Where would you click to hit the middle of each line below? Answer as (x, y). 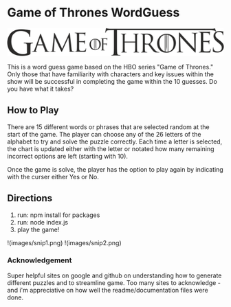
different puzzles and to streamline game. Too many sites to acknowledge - (114, 282)
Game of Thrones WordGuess (93, 13)
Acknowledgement (40, 260)
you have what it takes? (41, 89)
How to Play (33, 110)
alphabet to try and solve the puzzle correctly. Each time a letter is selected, (115, 141)
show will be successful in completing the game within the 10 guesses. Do (112, 81)
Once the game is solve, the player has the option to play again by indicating (115, 169)
